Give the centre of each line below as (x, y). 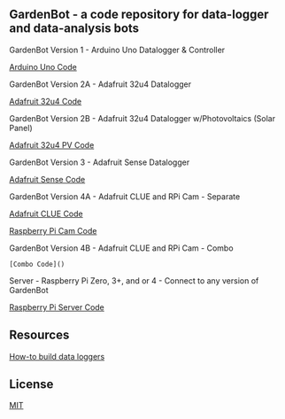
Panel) (21, 128)
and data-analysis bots (74, 29)
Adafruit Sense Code (47, 179)
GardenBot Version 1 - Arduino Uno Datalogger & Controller (117, 50)
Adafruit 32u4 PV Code (52, 144)
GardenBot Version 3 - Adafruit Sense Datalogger (100, 162)
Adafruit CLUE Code (46, 213)
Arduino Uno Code (43, 66)
